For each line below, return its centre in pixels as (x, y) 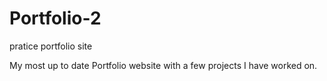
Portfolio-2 (55, 18)
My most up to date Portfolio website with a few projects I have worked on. (163, 65)
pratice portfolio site (51, 46)
